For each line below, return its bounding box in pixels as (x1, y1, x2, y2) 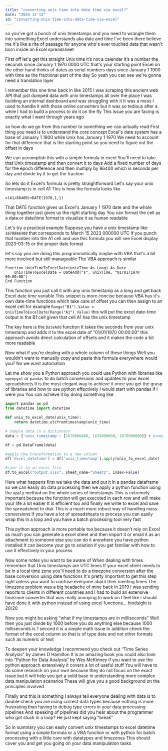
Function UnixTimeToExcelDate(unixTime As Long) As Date (5, 266, 126, 271)
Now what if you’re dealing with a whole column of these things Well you (5, 350, 155, 356)
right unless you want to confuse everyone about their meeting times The (5, 579, 156, 584)
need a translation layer (5, 77, 54, 83)
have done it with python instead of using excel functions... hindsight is (5, 600, 151, 606)
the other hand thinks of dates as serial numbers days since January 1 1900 (5, 67, 161, 73)
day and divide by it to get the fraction (5, 171, 84, 177)
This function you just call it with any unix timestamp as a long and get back (5, 287, 161, 294)
